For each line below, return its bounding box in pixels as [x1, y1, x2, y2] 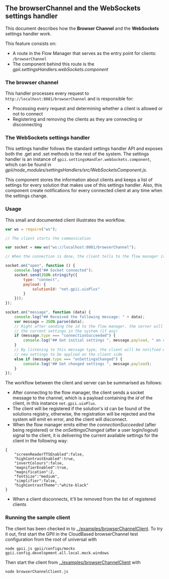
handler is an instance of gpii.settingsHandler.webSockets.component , [5, 156, 151, 162]
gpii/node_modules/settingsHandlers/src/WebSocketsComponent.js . [5, 167, 147, 173]
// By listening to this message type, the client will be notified [14, 348, 161, 353]
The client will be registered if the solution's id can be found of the [12, 406, 150, 412]
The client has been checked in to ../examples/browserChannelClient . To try [5, 526, 163, 532]
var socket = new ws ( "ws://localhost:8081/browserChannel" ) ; [5, 245, 136, 250]
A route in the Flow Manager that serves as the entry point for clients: [12, 50, 157, 56]
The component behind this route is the [12, 61, 95, 67]
